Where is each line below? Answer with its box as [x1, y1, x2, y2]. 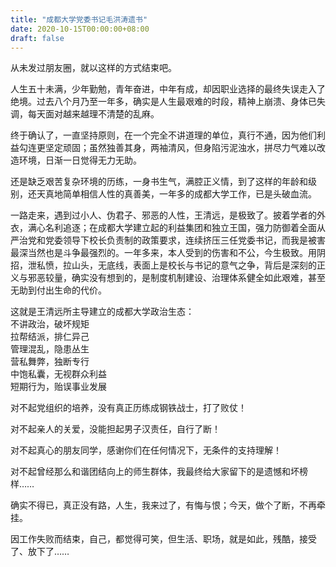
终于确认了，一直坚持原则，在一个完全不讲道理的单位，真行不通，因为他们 [10, 129, 317, 141]
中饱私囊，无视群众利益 [10, 368, 107, 380]
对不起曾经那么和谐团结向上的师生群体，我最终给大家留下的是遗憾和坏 [10, 466, 300, 478]
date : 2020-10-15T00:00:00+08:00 [10, 24, 150, 34]
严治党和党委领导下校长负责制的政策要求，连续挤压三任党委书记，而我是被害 [10, 234, 326, 246]
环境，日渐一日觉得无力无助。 [18, 154, 142, 166]
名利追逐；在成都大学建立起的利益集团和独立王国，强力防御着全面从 [44, 222, 326, 234]
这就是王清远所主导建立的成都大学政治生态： [10, 306, 195, 318]
